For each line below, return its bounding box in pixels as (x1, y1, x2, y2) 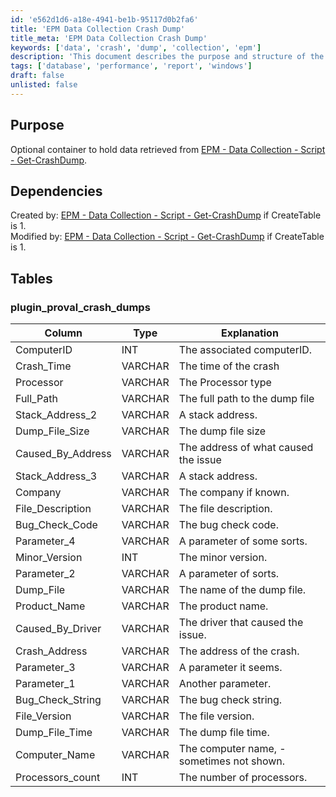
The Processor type (178, 376, 272, 390)
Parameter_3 (15, 661, 76, 675)
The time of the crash (178, 359, 280, 373)
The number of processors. (178, 771, 308, 785)
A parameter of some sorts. (178, 534, 308, 548)
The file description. (178, 502, 273, 516)
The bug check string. (178, 693, 283, 707)
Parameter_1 (15, 677, 76, 691)
